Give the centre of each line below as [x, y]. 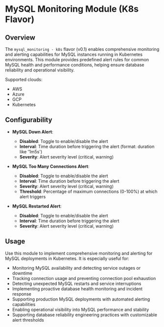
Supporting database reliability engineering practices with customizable [85, 315]
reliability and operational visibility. [40, 70]
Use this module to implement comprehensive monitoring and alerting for [79, 253]
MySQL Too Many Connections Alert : [51, 166]
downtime [22, 273]
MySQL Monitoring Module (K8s [72, 9]
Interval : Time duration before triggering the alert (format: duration [87, 146]
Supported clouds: [24, 80]
